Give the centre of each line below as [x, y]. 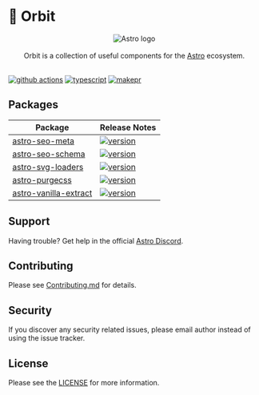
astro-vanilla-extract [52, 193]
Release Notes [128, 127]
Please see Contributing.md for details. [73, 285]
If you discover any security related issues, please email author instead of [130, 330]
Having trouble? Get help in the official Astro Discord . [96, 240]
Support [29, 222]
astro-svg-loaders [48, 167]
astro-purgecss [42, 179]
